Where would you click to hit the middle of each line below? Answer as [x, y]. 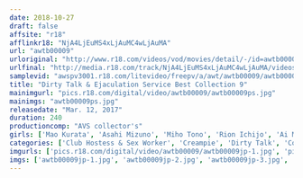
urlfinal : [28, 68]
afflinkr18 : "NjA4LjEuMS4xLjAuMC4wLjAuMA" [90, 43]
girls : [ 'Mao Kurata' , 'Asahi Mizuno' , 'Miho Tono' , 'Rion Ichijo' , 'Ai [149, 135]
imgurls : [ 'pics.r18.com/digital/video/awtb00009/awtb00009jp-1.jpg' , [145, 151]
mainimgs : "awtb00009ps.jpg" [64, 101]
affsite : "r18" [38, 34]
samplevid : [30, 76]
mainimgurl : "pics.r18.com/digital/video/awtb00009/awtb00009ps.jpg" [143, 93]
